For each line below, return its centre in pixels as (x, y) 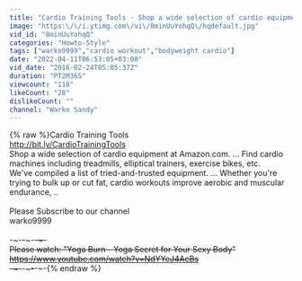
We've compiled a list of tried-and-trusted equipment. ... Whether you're (143, 173)
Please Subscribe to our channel (70, 211)
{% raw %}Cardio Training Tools (69, 135)
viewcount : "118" (42, 84)
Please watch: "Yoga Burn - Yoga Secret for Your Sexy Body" (123, 250)
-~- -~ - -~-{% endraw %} (55, 268)
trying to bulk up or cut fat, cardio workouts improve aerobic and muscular (147, 183)
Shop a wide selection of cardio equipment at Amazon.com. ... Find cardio (147, 154)
